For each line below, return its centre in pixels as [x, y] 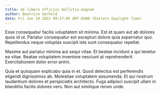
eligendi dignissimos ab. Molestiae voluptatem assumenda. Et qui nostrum [79, 76]
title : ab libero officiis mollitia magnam [50, 9]
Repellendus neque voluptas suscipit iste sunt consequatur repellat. [73, 42]
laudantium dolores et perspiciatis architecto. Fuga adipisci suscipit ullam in [80, 81]
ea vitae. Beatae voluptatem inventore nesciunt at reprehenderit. [69, 57]
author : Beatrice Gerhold [31, 14]
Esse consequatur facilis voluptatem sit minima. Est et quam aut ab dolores [80, 32]
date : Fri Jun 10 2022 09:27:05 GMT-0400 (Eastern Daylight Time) [73, 18]
